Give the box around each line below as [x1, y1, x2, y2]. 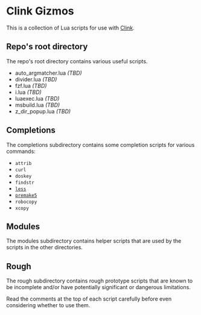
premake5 [14, 192, 37, 198]
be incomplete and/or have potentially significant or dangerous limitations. [6, 284, 191, 291]
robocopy [14, 199, 37, 205]
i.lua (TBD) [14, 89, 42, 96]
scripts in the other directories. [6, 244, 83, 251]
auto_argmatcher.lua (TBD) [14, 69, 83, 76]
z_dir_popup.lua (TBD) [14, 107, 71, 115]
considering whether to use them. [6, 302, 91, 309]
